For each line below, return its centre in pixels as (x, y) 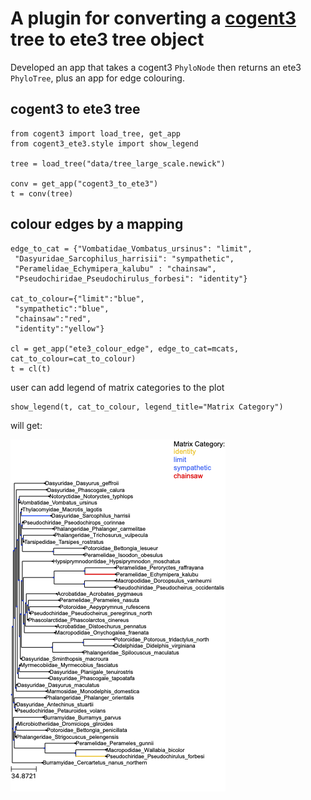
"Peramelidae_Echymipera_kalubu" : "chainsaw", (115, 268)
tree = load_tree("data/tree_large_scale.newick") (118, 163)
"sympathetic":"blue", (62, 308)
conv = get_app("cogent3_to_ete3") (84, 183)
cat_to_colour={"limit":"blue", (77, 298)
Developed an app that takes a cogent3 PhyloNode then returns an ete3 (156, 67)
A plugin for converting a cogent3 (153, 18)
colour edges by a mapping (97, 224)
